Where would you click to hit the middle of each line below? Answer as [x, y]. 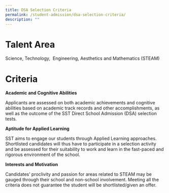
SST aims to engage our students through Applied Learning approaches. [81, 139]
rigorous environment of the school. [43, 155]
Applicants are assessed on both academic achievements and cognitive [80, 103]
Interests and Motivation [32, 165]
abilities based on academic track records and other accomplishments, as [82, 108]
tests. [11, 119]
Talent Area [30, 44]
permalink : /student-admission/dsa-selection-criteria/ [65, 15]
